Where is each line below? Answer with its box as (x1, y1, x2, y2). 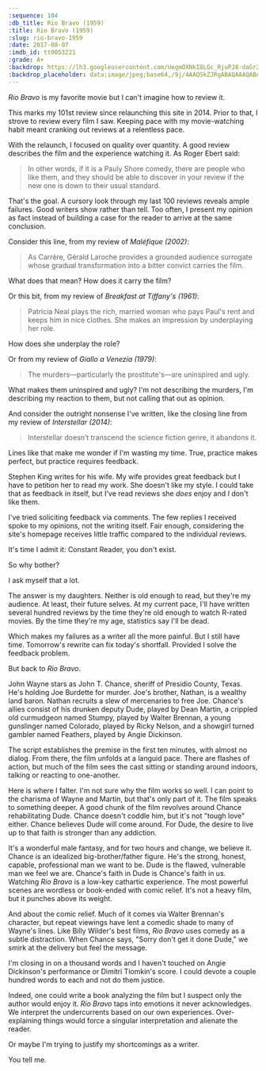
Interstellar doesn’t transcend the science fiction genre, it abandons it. (27, 432, 257, 442)
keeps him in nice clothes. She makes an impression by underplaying (27, 315, 253, 324)
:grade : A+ (8, 56, 44, 64)
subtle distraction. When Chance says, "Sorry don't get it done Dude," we (8, 934, 249, 944)
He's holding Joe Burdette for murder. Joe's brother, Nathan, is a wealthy (8, 687, 247, 697)
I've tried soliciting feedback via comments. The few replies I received (8, 512, 237, 522)
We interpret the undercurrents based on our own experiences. (8, 1007, 215, 1016)
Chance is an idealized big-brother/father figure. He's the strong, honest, (8, 851, 247, 861)
